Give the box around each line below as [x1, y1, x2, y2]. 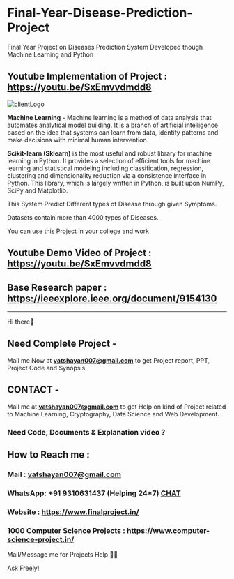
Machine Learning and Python [7, 50, 94, 59]
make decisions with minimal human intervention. [7, 135, 149, 144]
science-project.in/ [7, 534, 75, 544]
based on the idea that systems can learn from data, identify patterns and [7, 128, 219, 137]
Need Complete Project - [7, 338, 117, 349]
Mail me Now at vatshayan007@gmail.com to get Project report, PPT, [7, 356, 210, 364]
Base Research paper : [7, 281, 107, 294]
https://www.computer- [126, 525, 210, 535]
